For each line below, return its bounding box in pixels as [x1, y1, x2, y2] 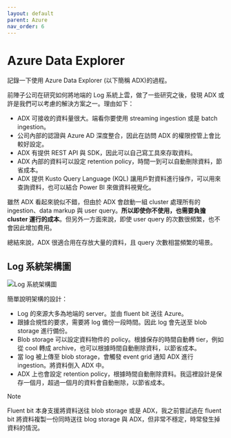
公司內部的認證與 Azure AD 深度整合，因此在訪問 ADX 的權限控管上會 [17, 132, 215, 140]
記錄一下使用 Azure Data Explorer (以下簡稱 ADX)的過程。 [7, 77, 171, 85]
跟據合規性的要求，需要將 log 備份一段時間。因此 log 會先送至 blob [17, 318, 208, 326]
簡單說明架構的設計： [7, 295, 68, 303]
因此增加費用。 [12, 223, 56, 232]
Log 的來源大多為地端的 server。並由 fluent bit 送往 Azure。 [17, 310, 188, 318]
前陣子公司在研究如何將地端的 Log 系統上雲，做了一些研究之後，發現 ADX [7, 91, 217, 99]
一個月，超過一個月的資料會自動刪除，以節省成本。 [23, 379, 169, 387]
